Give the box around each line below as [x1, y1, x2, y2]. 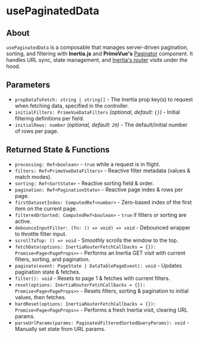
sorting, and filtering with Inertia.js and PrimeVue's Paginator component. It [6, 50, 193, 57]
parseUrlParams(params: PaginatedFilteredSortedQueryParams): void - [14, 319, 189, 326]
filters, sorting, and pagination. [14, 255, 90, 263]
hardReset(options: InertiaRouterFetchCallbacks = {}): [14, 301, 156, 307]
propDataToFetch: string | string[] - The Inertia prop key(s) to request [14, 95, 193, 103]
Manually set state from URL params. [14, 325, 106, 332]
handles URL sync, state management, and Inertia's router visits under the [6, 57, 188, 63]
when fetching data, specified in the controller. [14, 102, 129, 109]
